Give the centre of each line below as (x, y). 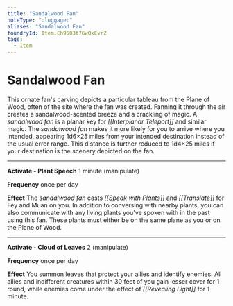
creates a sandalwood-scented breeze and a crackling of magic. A (102, 114)
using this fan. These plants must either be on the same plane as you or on (114, 220)
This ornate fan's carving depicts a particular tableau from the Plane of (109, 99)
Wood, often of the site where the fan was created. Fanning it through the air (116, 107)
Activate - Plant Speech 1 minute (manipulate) (74, 171)
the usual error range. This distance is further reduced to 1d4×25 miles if (111, 144)
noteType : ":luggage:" (40, 20)
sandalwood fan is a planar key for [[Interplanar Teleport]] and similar (107, 121)
